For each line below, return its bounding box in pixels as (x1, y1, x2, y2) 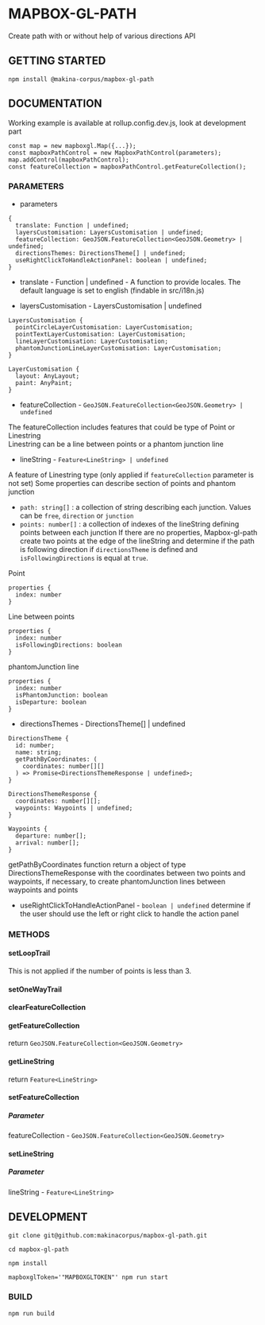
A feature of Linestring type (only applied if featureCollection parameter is (8, 470, 254, 480)
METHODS (8, 928, 50, 939)
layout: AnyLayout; (15, 371, 80, 380)
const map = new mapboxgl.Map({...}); (8, 142, 136, 150)
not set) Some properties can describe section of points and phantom (8, 478, 236, 488)
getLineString (8, 1056, 55, 1066)
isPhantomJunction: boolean (15, 691, 109, 699)
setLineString (8, 1148, 54, 1158)
